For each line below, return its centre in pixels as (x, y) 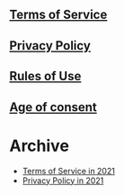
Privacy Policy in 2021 (63, 181)
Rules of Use (45, 76)
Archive (40, 146)
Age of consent (53, 107)
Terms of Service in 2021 (68, 171)
